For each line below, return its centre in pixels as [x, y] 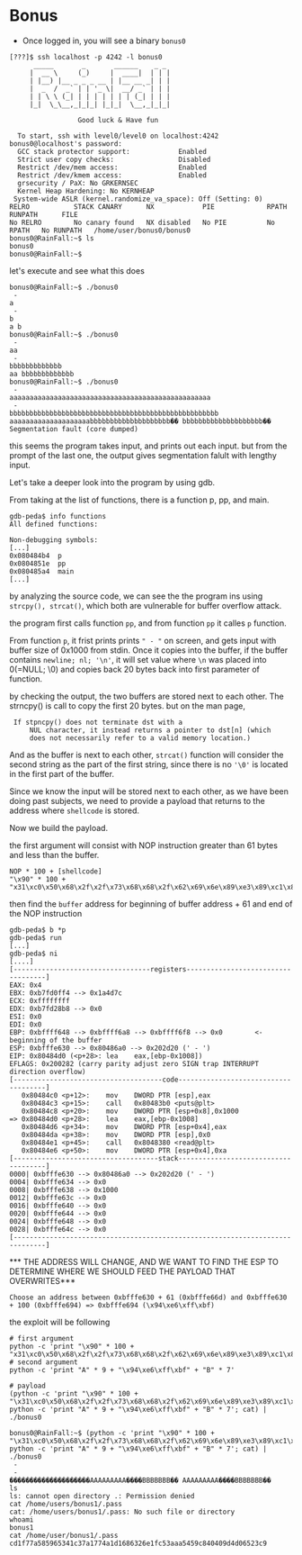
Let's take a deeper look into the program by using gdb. [112, 482]
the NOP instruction [46, 913]
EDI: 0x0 [26, 1024]
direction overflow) [48, 1071]
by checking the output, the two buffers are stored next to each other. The [147, 696]
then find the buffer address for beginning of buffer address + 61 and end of [151, 904]
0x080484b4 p [36, 556]
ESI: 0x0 [26, 1017]
